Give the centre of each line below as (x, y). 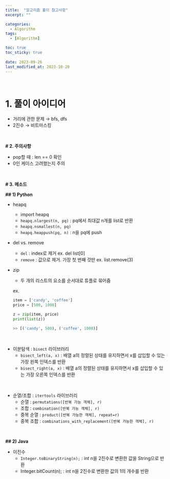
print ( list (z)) (29, 319)
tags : (11, 34)
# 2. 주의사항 (18, 146)
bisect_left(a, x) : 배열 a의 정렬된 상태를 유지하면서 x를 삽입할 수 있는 (93, 355)
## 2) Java (17, 441)
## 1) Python (19, 195)
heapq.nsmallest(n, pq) (46, 227)
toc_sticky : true (24, 52)
